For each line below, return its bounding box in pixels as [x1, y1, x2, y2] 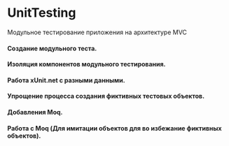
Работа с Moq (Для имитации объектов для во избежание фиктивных [7, 124, 222, 132]
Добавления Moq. [7, 108, 63, 116]
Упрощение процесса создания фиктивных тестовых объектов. [7, 92, 205, 101]
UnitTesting [7, 5, 76, 21]
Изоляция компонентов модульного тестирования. [7, 60, 166, 68]
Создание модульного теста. [7, 44, 97, 52]
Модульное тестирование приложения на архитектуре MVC [7, 28, 188, 36]
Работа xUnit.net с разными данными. [7, 75, 125, 85]
